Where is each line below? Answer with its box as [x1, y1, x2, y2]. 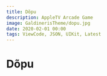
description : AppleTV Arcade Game [6, 14, 94, 21]
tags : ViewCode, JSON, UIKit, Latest [6, 31, 102, 37]
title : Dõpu [6, 8, 36, 15]
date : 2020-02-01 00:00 [6, 25, 66, 32]
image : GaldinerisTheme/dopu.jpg [6, 20, 91, 26]
